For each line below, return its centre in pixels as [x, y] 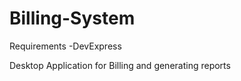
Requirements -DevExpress [65, 46]
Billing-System [72, 18]
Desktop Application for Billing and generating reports [120, 65]
